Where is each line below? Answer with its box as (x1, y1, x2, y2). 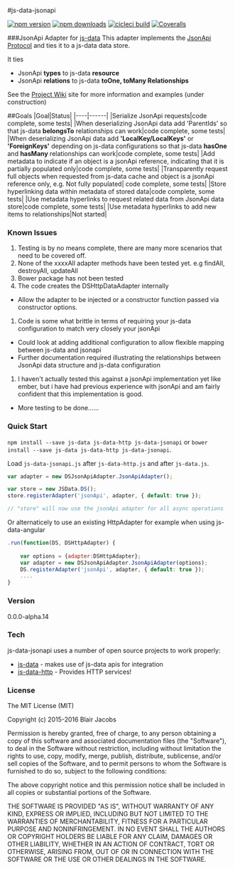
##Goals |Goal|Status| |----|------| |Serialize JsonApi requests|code (7, 112, 207, 120)
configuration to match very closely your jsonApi (17, 324, 160, 333)
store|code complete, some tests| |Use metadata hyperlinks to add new (7, 202, 217, 211)
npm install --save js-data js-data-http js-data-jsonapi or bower (7, 437, 208, 446)
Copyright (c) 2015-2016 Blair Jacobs (7, 715, 117, 724)
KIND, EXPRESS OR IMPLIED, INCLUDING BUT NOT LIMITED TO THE (7, 810, 209, 818)
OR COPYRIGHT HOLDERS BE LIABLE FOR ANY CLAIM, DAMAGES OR (7, 833, 213, 841)
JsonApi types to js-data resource (17, 69, 119, 77)
